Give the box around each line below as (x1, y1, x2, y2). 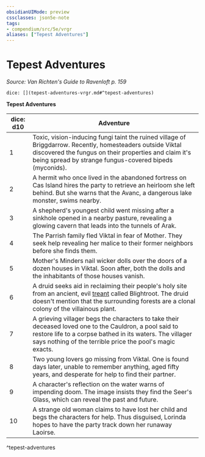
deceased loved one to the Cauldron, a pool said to (32, 322, 179, 331)
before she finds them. (32, 246, 98, 255)
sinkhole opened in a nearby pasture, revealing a (32, 214, 172, 223)
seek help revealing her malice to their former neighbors (32, 239, 193, 248)
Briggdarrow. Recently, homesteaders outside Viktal (32, 141, 182, 149)
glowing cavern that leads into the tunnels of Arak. (32, 221, 177, 230)
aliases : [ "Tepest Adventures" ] (6, 32, 88, 38)
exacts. (32, 345, 54, 354)
